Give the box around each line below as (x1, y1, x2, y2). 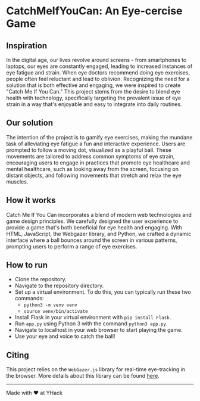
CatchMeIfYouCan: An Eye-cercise (6, 4, 183, 18)
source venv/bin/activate (23, 309, 88, 315)
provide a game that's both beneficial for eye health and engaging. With (6, 223, 183, 231)
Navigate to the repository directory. (14, 282, 104, 290)
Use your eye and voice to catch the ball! (14, 332, 115, 340)
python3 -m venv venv (23, 302, 77, 308)
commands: (14, 295, 44, 302)
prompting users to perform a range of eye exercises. (6, 243, 137, 250)
